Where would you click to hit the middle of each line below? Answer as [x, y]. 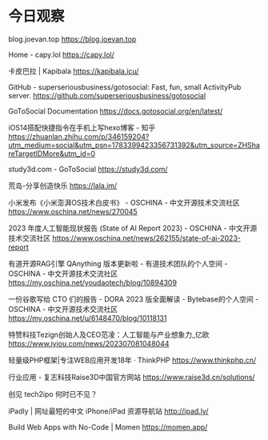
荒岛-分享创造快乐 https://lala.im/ [63, 186]
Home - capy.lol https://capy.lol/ [61, 54]
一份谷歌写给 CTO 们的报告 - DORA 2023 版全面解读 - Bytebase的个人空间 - [134, 299]
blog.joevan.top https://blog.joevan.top [72, 39]
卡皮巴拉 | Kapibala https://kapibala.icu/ [74, 71]
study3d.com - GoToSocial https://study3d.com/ [88, 169]
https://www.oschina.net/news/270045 [73, 211]
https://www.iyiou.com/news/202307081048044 [89, 343]
